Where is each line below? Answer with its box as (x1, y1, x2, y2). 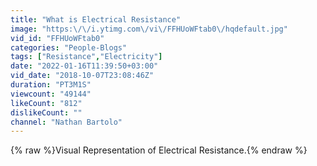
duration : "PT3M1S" (10, 80, 92, 90)
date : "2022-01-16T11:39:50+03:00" (10, 61, 159, 71)
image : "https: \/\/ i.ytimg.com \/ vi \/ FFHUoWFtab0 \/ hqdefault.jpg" (10, 24, 288, 34)
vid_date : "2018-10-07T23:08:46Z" (10, 71, 155, 81)
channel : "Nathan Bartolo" (10, 117, 123, 127)
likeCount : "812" (10, 98, 83, 108)
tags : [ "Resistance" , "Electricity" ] (10, 52, 163, 62)
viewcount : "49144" (10, 89, 92, 99)
